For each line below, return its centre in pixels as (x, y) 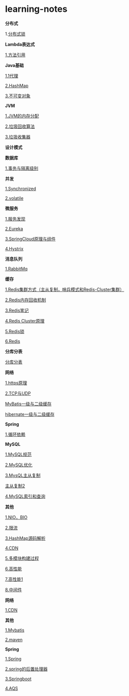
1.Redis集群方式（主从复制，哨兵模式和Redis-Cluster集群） (64, 289)
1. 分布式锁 (15, 34)
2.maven (14, 639)
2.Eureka (14, 228)
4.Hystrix (14, 249)
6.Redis (13, 341)
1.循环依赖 (15, 434)
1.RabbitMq (16, 269)
